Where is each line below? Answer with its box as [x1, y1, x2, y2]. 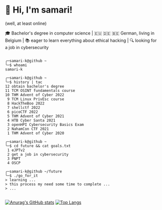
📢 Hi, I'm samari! [5, 4, 73, 16]
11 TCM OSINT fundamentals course [5, 88, 76, 93]
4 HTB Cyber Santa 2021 [7, 118, 56, 123]
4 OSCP [7, 160, 21, 166]
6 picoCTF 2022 [7, 109, 38, 115]
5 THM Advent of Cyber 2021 [7, 114, 64, 119]
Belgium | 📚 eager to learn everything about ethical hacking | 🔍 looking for [5, 37, 157, 43]
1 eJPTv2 [7, 148, 25, 153]
